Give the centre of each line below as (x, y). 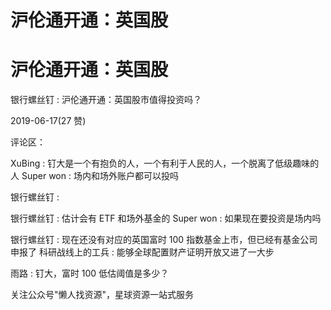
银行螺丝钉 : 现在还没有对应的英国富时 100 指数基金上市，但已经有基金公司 (164, 240)
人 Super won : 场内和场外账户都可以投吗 (94, 176)
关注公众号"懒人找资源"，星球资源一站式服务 (102, 295)
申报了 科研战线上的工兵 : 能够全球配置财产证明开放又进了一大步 (142, 252)
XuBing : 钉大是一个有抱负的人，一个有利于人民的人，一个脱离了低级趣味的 (165, 163)
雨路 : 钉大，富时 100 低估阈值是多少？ (90, 273)
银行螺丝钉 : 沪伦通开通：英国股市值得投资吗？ (106, 100)
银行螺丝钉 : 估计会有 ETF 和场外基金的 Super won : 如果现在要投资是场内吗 (166, 218)
